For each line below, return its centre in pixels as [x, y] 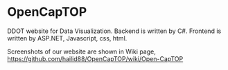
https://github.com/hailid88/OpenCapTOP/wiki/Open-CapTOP [95, 58]
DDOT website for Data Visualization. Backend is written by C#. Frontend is [114, 31]
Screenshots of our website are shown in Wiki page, [81, 51]
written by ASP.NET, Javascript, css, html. [67, 38]
